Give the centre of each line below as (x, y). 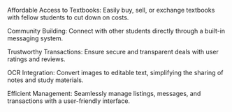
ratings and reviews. (36, 59)
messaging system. (35, 38)
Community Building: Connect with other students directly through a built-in (116, 31)
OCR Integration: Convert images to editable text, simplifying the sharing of (115, 73)
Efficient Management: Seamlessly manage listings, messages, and (104, 94)
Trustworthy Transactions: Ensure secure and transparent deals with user (113, 52)
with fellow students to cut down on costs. (68, 17)
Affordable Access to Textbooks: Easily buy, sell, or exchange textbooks (111, 10)
